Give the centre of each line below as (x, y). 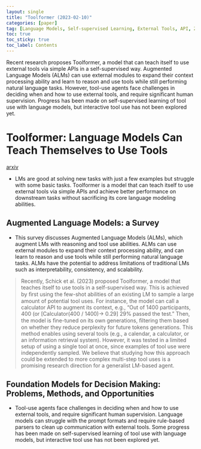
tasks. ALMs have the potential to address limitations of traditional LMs (102, 263)
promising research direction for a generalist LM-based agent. (98, 365)
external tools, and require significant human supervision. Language (99, 414)
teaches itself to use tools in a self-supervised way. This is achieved (105, 287)
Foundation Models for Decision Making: (83, 384)
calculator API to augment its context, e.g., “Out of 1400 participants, (106, 307)
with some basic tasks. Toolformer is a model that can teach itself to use (104, 185)
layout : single (25, 12)
